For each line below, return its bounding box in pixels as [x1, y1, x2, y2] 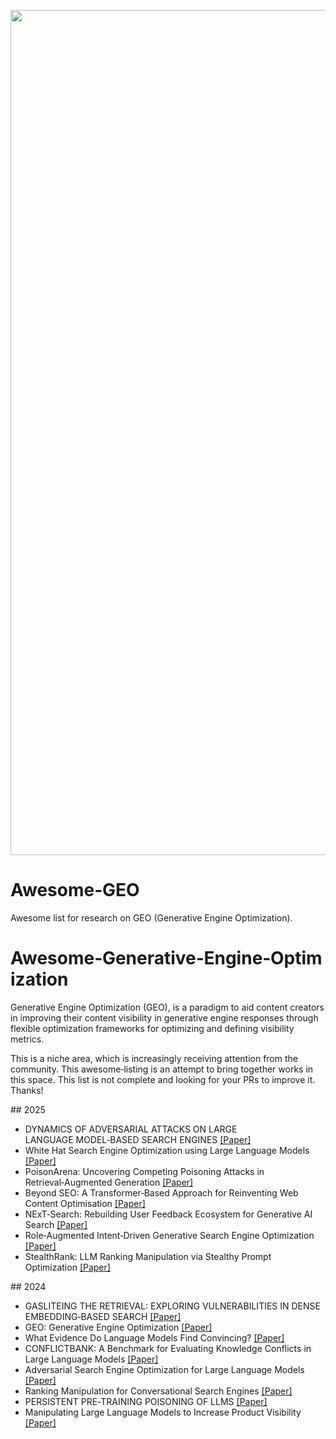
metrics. [10, 1033, 45, 1045]
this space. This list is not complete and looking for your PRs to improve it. [10, 1073, 316, 1085]
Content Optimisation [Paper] [24, 1197, 146, 1209]
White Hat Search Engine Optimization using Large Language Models [24, 1144, 310, 1156]
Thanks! [10, 1084, 44, 1096]
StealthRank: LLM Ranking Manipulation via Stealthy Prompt [24, 1250, 272, 1262]
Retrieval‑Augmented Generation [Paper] [24, 1176, 194, 1188]
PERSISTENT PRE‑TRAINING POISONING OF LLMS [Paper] [24, 1395, 268, 1407]
